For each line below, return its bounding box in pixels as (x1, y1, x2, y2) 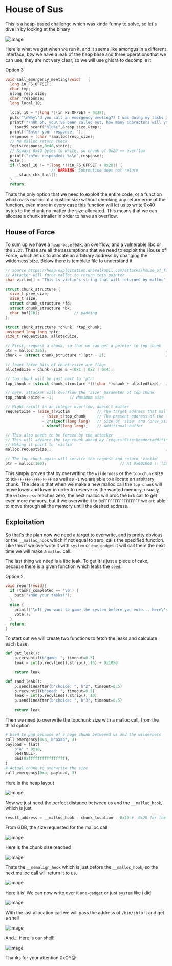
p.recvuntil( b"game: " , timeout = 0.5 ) (14, 656, 95, 661)
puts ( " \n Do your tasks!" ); (14, 593, 72, 598)
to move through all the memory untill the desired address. (5, 503, 129, 509)
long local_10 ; (10, 101, 42, 106)
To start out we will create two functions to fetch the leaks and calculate (5, 635, 158, 641)
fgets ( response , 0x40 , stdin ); (10, 144, 72, 149)
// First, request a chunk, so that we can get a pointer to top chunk (5, 343, 161, 349)
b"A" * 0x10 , (14, 746, 42, 752)
